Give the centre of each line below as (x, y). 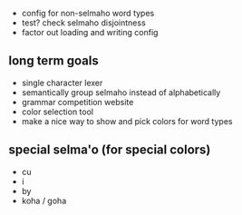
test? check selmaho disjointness (83, 23)
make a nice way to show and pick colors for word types (127, 121)
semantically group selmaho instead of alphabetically (121, 92)
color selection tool (58, 112)
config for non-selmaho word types (88, 13)
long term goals (53, 61)
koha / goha (44, 200)
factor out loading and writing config (90, 32)
